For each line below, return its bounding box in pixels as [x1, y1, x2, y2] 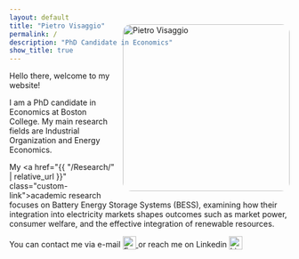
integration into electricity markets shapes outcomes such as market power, [9, 209, 287, 220]
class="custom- [9, 181, 69, 191]
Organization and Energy [9, 135, 101, 146]
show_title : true [9, 46, 74, 55]
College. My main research [9, 117, 109, 127]
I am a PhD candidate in [9, 97, 96, 108]
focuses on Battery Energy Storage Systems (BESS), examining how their [9, 199, 278, 210]
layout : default [9, 12, 69, 22]
